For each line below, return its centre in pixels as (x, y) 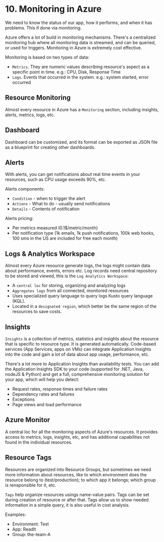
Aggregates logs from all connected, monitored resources (70, 291)
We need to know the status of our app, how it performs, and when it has (79, 23)
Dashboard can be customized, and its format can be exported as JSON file (81, 142)
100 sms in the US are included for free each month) (65, 238)
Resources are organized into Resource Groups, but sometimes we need (78, 469)
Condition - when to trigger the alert (49, 198)
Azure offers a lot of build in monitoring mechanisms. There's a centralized (80, 37)
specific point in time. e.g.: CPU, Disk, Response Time (66, 72)
